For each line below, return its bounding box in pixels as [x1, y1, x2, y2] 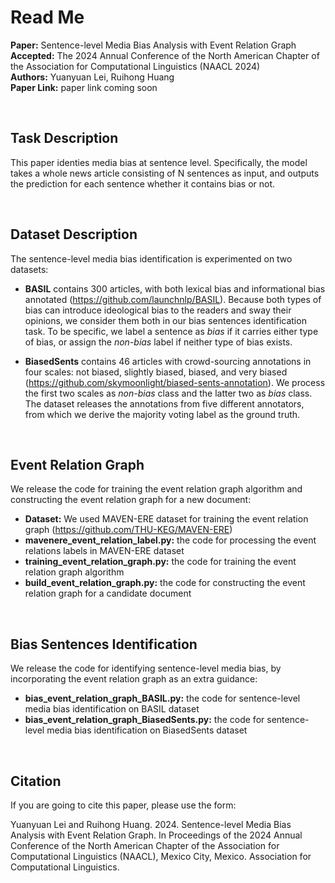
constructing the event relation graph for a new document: [10, 494, 252, 506]
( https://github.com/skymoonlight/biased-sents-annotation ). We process [24, 376, 326, 388]
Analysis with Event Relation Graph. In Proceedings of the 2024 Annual [10, 829, 303, 841]
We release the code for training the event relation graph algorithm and [10, 483, 303, 495]
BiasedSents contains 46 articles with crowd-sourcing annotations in [24, 355, 312, 367]
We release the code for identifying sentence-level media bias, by [10, 662, 282, 675]
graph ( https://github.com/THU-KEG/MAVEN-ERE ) [24, 524, 233, 536]
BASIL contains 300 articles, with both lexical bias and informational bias [24, 282, 326, 295]
